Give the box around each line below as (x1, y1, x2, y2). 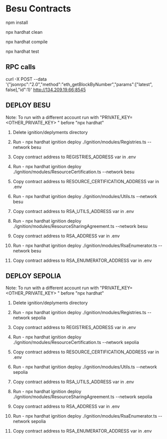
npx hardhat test (5, 48, 39, 54)
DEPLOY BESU (5, 101, 51, 110)
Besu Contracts (5, 3, 71, 14)
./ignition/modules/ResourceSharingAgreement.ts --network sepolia (12, 394, 153, 400)
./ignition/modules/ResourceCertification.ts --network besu (12, 169, 135, 175)
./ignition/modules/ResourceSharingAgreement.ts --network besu (12, 223, 148, 229)
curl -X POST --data (5, 76, 47, 82)
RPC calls (5, 63, 36, 71)
